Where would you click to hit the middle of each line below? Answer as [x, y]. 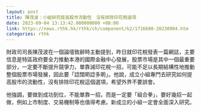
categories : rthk [28, 34]
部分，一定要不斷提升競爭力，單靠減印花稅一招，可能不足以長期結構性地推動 [100, 67]
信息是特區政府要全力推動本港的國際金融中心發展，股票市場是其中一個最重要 [100, 59]
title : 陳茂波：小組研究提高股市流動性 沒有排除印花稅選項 [71, 17]
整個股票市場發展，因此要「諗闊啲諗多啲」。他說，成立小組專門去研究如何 [97, 74]
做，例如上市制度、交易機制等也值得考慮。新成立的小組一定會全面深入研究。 [100, 102]
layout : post [22, 12]
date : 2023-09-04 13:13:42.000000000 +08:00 [63, 23]
